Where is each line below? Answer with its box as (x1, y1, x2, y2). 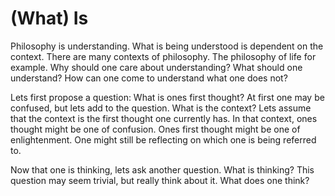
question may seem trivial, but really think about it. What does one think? (10, 174, 310, 186)
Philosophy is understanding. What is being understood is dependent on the (10, 40, 324, 52)
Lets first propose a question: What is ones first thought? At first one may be (10, 91, 325, 103)
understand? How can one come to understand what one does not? (10, 72, 288, 84)
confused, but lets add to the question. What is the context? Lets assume (10, 102, 312, 114)
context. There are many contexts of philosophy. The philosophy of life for (10, 50, 317, 62)
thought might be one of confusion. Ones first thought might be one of (10, 123, 301, 135)
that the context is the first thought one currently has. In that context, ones (10, 112, 318, 124)
